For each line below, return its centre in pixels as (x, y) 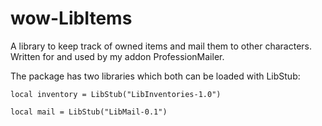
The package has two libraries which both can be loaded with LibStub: (155, 76)
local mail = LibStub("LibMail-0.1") (89, 112)
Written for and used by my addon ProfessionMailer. (117, 56)
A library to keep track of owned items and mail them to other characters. (161, 46)
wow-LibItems (71, 18)
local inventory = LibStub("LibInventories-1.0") (116, 94)
